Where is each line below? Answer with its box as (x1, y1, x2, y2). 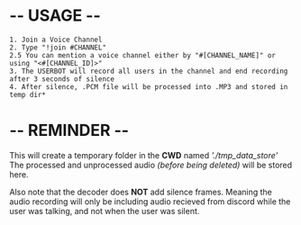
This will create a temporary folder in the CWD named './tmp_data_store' (9, 149, 278, 160)
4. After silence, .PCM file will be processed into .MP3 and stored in (9, 82, 288, 91)
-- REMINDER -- (9, 121, 129, 140)
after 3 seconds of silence (9, 74, 115, 84)
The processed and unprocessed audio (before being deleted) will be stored (9, 159, 293, 170)
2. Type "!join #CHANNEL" (9, 42, 106, 52)
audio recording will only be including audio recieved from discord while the (9, 195, 291, 207)
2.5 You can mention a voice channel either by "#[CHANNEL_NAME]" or (9, 50, 277, 59)
